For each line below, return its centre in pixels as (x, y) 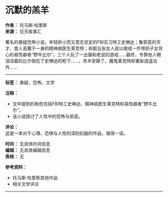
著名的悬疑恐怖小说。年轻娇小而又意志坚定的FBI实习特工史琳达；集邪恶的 (81, 42)
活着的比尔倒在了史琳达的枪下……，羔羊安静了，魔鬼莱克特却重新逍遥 (81, 61)
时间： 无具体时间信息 (28, 144)
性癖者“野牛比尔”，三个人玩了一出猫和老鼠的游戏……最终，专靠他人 (87, 54)
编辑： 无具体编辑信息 (28, 150)
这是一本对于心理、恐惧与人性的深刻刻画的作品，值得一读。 (66, 133)
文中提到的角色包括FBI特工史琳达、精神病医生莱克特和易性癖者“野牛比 (85, 104)
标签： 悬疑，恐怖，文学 (30, 82)
